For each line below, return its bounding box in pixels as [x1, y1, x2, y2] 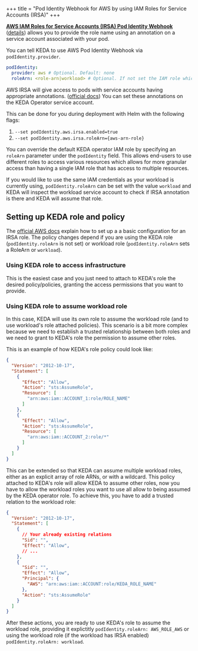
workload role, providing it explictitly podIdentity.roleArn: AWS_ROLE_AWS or [6, 626, 190, 633]
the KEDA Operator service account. [6, 99, 94, 106]
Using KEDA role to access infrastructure [6, 261, 126, 270]
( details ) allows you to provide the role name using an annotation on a [6, 29, 176, 36]
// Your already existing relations [21, 532, 112, 537]
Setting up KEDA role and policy [6, 212, 126, 222]
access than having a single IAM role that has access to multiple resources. [6, 164, 189, 171]
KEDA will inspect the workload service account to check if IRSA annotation [6, 189, 190, 196]
